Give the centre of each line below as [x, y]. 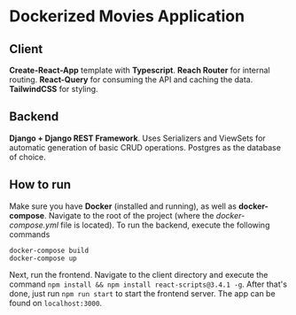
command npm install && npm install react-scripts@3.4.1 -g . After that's [148, 284]
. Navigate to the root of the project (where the [129, 215]
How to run [40, 184]
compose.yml [34, 225]
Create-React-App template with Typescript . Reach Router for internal [140, 70]
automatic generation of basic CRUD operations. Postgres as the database [145, 147]
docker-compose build [49, 250]
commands [30, 234]
